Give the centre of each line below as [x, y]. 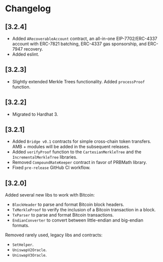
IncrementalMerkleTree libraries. [45, 157]
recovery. [33, 49]
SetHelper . [23, 245]
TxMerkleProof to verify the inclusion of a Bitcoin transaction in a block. [84, 210]
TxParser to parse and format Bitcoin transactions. [63, 215]
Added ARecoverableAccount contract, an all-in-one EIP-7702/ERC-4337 [85, 38]
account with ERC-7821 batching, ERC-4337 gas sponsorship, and [79, 44]
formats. [21, 226]
